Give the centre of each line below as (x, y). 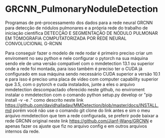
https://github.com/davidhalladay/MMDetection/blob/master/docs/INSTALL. (82, 105)
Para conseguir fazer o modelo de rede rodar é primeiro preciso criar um (79, 53)
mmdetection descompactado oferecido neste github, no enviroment (75, 89)
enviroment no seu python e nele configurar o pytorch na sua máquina (77, 58)
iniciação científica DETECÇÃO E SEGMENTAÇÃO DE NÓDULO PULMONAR (82, 33)
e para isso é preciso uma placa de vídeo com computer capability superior (82, 79)
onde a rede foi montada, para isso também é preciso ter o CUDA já (74, 69)
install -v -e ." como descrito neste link (44, 100)
